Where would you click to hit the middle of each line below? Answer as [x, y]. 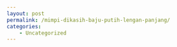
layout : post [26, 13]
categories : [24, 26]
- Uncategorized [43, 33]
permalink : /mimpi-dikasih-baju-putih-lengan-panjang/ [88, 20]
